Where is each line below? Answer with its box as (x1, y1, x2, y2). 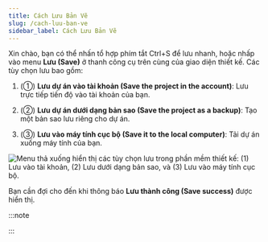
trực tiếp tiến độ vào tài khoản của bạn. (19, 90, 150, 100)
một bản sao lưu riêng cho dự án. (19, 114, 130, 124)
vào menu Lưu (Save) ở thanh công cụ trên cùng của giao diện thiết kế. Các (8, 57, 260, 67)
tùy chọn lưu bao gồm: (8, 66, 84, 76)
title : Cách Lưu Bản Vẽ (8, 11, 89, 20)
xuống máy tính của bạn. (19, 138, 103, 148)
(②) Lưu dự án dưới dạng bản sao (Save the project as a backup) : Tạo (19, 105, 258, 115)
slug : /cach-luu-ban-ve (8, 19, 89, 27)
